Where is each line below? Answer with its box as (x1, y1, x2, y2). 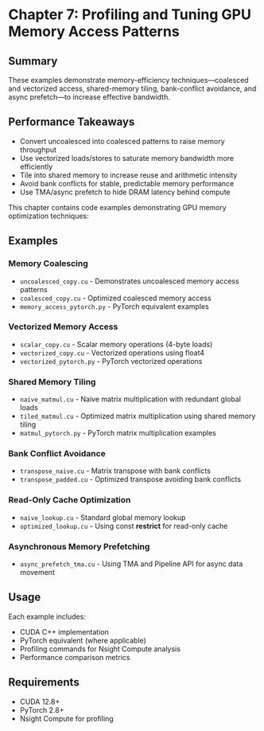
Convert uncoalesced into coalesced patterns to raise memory (19, 136, 225, 146)
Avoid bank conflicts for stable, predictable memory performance (19, 178, 235, 188)
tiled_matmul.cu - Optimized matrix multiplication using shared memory (19, 412, 256, 421)
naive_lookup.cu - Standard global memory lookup (19, 512, 186, 522)
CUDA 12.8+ (19, 697, 60, 706)
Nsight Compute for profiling (19, 713, 114, 723)
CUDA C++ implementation (19, 627, 109, 636)
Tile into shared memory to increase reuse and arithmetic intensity (19, 170, 238, 180)
